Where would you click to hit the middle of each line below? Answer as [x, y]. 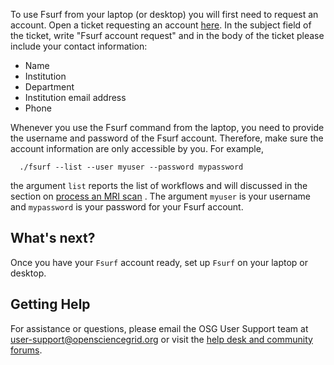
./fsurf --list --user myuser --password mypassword [131, 167]
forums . [26, 350]
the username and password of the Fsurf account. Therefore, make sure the [167, 138]
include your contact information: [79, 46]
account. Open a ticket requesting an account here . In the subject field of [161, 25]
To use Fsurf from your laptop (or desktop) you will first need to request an [164, 14]
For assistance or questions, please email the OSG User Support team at [159, 328]
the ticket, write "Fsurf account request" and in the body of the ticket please [167, 35]
